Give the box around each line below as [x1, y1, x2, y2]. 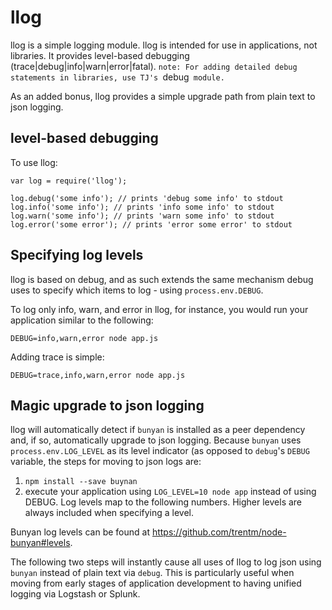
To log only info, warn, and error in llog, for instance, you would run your [10, 303, 309, 315]
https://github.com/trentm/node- [151, 526, 287, 538]
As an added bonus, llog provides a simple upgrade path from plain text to [10, 90, 316, 102]
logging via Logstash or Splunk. [10, 588, 141, 600]
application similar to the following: [10, 314, 154, 326]
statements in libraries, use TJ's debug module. [10, 71, 225, 83]
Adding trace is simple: [10, 351, 105, 363]
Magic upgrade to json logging [10, 397, 205, 414]
